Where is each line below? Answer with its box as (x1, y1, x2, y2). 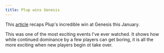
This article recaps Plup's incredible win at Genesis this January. (5, 21, 140, 27)
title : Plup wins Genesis (5, 7, 60, 13)
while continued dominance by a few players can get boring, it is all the (5, 36, 153, 42)
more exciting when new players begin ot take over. (5, 41, 113, 48)
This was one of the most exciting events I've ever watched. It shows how (5, 31, 159, 37)
